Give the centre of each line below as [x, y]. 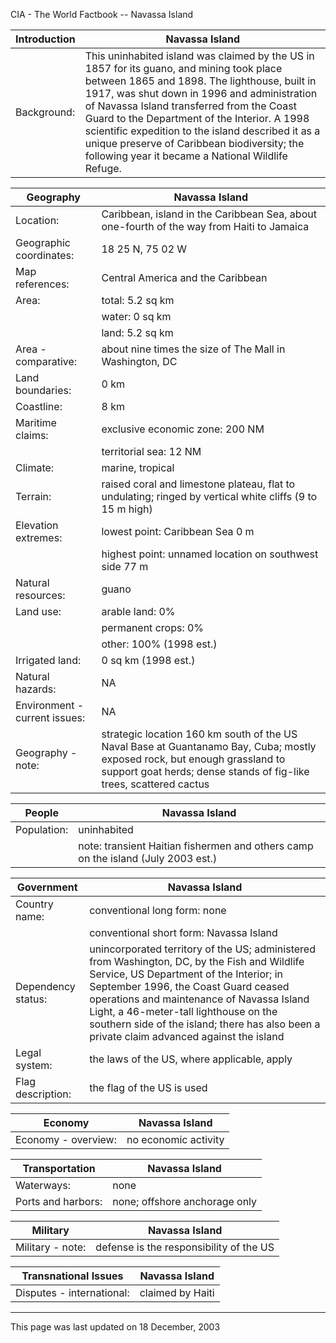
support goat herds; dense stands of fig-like [205, 771]
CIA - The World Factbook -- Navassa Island [102, 14]
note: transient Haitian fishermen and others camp [196, 846]
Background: [45, 112]
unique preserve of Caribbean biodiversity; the [194, 143]
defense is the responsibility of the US [185, 1247]
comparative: [46, 361]
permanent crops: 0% [153, 627]
